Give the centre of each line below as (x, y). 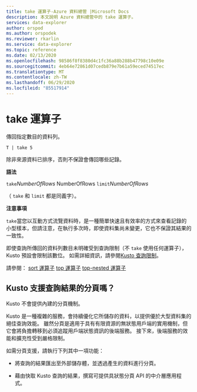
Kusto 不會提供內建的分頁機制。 (45, 303)
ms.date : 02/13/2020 (31, 55)
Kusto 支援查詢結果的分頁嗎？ (61, 288)
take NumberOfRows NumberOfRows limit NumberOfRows (77, 184)
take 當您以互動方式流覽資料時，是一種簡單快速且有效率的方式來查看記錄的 (96, 221)
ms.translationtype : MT (35, 72)
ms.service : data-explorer (39, 45)
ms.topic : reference (31, 50)
